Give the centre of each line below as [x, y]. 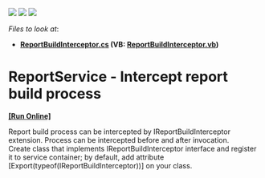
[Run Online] [30, 115]
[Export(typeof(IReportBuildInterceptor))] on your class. [100, 165]
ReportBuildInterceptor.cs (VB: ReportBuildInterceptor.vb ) [119, 44]
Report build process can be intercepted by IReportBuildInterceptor [120, 131]
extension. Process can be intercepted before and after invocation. [119, 140]
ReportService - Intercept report [118, 77]
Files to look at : [34, 29]
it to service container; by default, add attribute [86, 157]
